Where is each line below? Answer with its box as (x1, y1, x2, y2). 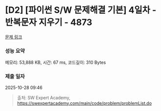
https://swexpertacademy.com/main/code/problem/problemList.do (17, 100, 152, 106)
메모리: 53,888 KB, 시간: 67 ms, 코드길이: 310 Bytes (5, 59, 106, 65)
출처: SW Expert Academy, (17, 94, 70, 101)
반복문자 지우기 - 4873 (5, 17, 92, 28)
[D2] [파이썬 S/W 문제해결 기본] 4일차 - (5, 4, 157, 16)
